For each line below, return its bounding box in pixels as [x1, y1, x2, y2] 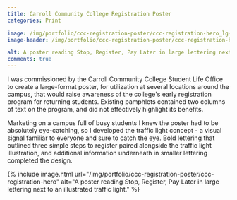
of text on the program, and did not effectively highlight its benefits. [7, 105, 204, 113]
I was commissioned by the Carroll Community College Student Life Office [7, 75, 224, 83]
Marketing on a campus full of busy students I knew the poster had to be [7, 119, 219, 127]
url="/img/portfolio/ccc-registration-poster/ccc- [74, 170, 214, 178]
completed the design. [7, 156, 73, 165]
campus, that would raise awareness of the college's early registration [7, 90, 212, 98]
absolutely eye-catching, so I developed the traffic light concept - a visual [7, 127, 222, 134]
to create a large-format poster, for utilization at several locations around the [7, 83, 229, 90]
